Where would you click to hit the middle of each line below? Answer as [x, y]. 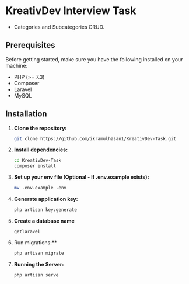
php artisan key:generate [45, 210]
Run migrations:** [35, 242]
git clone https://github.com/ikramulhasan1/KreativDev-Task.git [95, 138]
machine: [17, 65]
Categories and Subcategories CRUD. [59, 27]
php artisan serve [36, 275]
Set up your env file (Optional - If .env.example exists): [81, 177]
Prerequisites [30, 45]
